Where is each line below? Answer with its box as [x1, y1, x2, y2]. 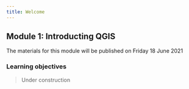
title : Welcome [6, 8, 45, 15]
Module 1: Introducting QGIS [6, 31, 116, 42]
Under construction [21, 76, 71, 84]
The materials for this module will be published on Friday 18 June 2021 [6, 47, 184, 54]
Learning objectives [6, 62, 67, 71]
